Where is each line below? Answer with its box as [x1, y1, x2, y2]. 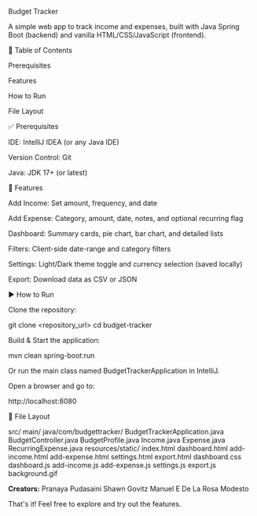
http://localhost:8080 [8, 396, 77, 406]
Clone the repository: [8, 305, 77, 314]
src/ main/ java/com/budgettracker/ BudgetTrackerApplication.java [8, 427, 224, 436]
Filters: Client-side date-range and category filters [8, 244, 171, 253]
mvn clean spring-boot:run [8, 351, 95, 360]
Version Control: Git [8, 153, 72, 162]
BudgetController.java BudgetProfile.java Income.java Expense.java [8, 436, 226, 444]
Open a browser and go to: [8, 381, 95, 390]
